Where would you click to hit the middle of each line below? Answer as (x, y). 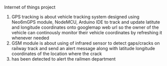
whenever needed (30, 38)
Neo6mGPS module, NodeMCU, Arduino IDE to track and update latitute (86, 22)
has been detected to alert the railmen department (63, 59)
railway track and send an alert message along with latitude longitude (83, 48)
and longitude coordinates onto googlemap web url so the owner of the (85, 27)
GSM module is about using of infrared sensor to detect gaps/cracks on (86, 43)
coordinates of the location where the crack (57, 54)
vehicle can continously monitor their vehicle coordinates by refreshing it (87, 33)
